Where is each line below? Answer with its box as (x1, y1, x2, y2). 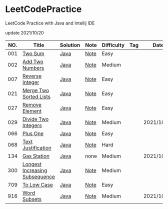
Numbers (22, 64, 44, 71)
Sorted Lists (22, 93, 51, 100)
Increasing (22, 166, 47, 173)
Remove (22, 101, 41, 108)
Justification (22, 144, 51, 151)
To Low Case (22, 181, 53, 188)
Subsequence (22, 173, 55, 180)
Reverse (22, 72, 42, 79)
